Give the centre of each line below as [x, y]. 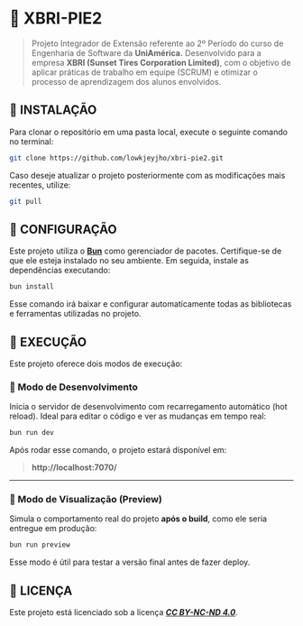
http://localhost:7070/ [74, 467]
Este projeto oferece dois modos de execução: [96, 364]
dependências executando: [60, 271]
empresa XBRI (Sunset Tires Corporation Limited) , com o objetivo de [161, 62]
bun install [32, 287]
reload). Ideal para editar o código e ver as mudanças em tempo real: [138, 416]
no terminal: [32, 141]
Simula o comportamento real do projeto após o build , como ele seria [138, 519]
